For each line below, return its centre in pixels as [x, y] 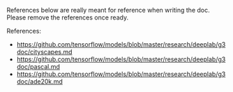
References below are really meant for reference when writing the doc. [108, 10]
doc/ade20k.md [40, 82]
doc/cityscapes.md [44, 52]
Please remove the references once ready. [68, 17]
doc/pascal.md [38, 67]
